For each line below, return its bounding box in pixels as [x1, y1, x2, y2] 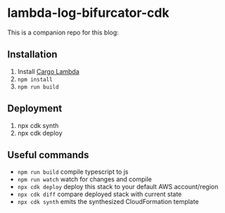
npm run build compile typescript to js [17, 167, 129, 176]
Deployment [7, 103, 63, 115]
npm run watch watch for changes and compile [17, 175, 153, 183]
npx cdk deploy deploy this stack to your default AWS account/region [17, 183, 219, 191]
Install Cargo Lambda [17, 67, 79, 75]
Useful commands [7, 149, 89, 161]
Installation [7, 49, 58, 60]
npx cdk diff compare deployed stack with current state [17, 190, 182, 198]
